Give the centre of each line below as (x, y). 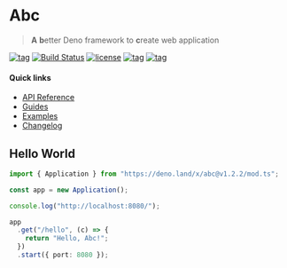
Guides (35, 106)
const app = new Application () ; (69, 190)
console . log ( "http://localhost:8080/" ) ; (85, 206)
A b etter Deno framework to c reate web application (125, 40)
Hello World (42, 153)
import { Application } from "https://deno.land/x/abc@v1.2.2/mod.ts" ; (144, 174)
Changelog (42, 126)
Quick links (30, 77)
